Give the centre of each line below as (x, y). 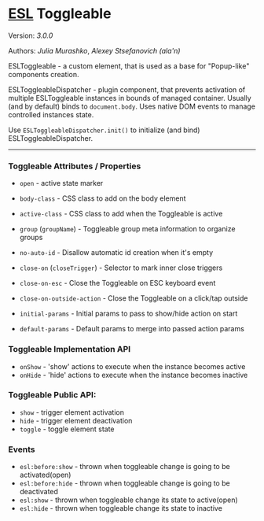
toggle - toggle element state (67, 429)
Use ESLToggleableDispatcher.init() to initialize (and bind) (104, 130)
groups (31, 238)
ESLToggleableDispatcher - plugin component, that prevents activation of (127, 89)
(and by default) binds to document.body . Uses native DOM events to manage (132, 106)
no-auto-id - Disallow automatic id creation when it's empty (116, 253)
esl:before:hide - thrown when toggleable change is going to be (125, 483)
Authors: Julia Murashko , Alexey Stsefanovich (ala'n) (94, 50)
